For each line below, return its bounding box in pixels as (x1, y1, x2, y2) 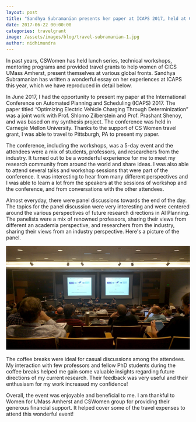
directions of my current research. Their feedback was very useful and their (6, 374, 188, 381)
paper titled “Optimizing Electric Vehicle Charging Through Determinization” (6, 106, 188, 112)
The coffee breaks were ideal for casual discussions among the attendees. (6, 355, 185, 362)
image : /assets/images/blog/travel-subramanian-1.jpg (6, 34, 140, 40)
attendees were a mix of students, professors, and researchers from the (6, 148, 179, 155)
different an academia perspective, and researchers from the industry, (6, 222, 175, 228)
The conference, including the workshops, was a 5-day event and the (6, 142, 173, 149)
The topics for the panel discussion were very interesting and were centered (6, 203, 190, 210)
